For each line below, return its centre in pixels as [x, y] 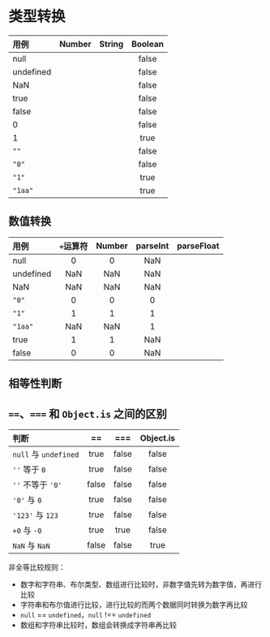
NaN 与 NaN [31, 545]
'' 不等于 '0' [37, 484]
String [111, 44]
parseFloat [198, 246]
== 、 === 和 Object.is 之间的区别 [88, 413]
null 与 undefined [46, 454]
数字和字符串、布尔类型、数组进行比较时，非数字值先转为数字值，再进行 [141, 584]
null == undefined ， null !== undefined [86, 614]
